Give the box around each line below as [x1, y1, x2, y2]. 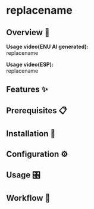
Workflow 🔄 [6, 193, 51, 203]
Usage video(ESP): [6, 61, 54, 68]
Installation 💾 [6, 129, 56, 139]
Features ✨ [6, 85, 48, 95]
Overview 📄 [6, 27, 50, 38]
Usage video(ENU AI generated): [6, 43, 89, 50]
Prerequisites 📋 [6, 105, 67, 116]
